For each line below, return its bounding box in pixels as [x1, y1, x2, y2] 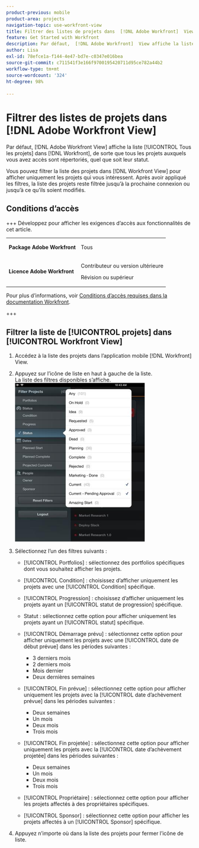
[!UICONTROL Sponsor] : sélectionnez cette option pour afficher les [23, 812, 190, 819]
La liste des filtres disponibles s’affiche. [14, 376, 111, 383]
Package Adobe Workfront [8, 244, 76, 251]
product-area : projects [6, 15, 65, 22]
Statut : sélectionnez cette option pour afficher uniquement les [23, 613, 176, 620]
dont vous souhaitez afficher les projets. [23, 565, 122, 573]
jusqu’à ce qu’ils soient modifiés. [6, 187, 86, 194]
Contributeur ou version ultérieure [81, 262, 164, 269]
